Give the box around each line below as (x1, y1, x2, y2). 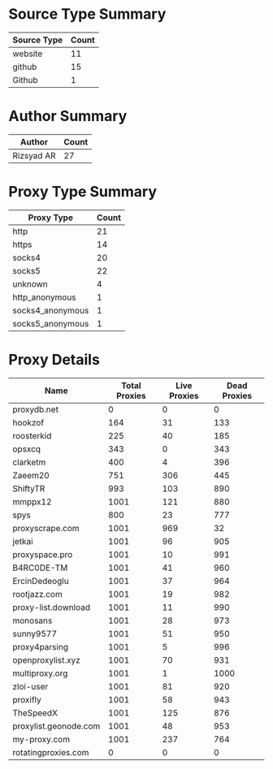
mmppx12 (12, 496, 52, 508)
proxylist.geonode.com (12, 720, 101, 732)
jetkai (12, 535, 34, 547)
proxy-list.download (12, 602, 91, 613)
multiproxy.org (12, 667, 68, 679)
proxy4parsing (12, 641, 69, 652)
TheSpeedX (12, 707, 58, 719)
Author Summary (8, 107, 128, 126)
